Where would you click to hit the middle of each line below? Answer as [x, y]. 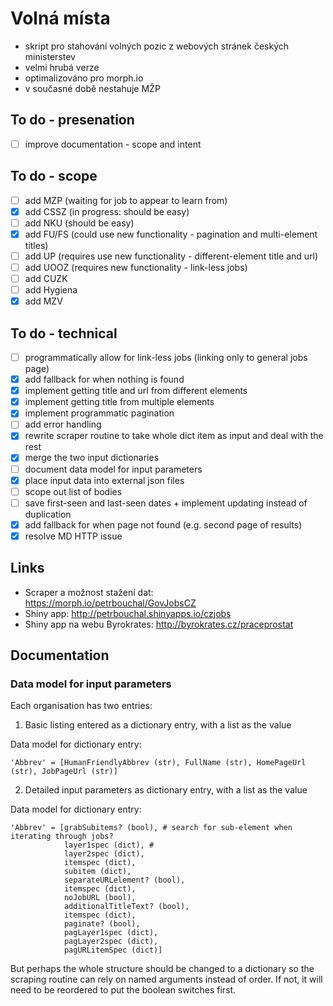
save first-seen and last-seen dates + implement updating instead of [166, 503]
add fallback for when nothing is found [104, 379]
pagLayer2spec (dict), [111, 942]
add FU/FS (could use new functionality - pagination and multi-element [171, 234]
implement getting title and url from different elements [136, 391]
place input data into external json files [104, 480]
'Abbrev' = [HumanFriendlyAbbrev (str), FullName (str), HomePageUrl [158, 763]
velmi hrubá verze [62, 67]
